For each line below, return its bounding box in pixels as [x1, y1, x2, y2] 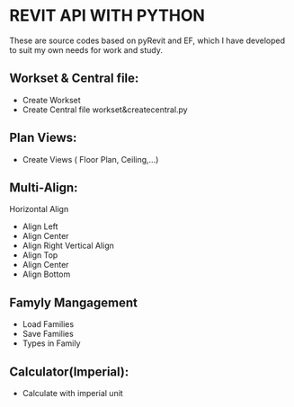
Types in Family [22, 338, 81, 349]
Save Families [22, 329, 74, 340]
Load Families [22, 319, 75, 330]
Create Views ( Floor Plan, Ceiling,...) [22, 154, 159, 164]
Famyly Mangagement [9, 295, 138, 310]
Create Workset [22, 94, 81, 105]
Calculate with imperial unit [22, 388, 123, 398]
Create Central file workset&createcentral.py [22, 104, 188, 115]
